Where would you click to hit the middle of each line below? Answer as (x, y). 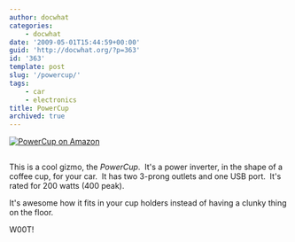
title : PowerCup (39, 108)
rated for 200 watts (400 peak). (67, 186)
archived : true (37, 116)
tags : (19, 83)
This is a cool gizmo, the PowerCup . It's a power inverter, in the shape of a (146, 167)
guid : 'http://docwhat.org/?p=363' (75, 51)
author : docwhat (39, 17)
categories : (31, 26)
